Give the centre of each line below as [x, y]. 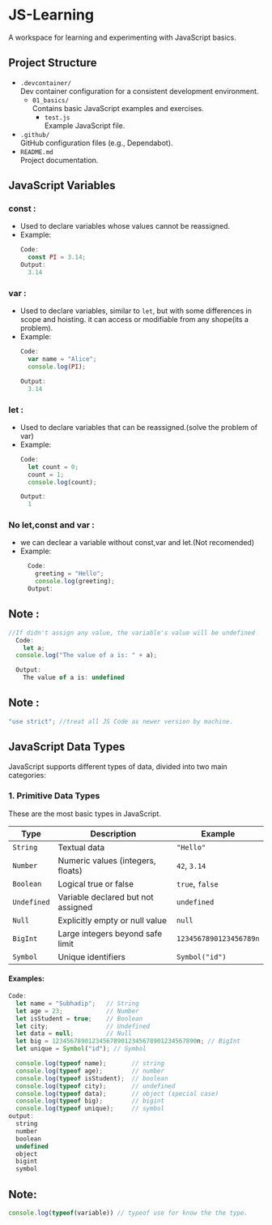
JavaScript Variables [62, 185]
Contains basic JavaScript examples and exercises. [118, 108]
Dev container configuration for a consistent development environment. [139, 91]
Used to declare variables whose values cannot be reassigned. [125, 226]
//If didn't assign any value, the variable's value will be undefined [132, 633]
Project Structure [53, 63]
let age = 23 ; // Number [77, 1011]
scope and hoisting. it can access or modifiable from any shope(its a [134, 320]
